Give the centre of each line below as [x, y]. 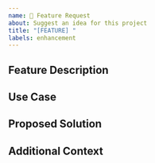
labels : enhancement [43, 38]
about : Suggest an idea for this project [78, 23]
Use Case [33, 97]
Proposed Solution [55, 124]
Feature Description [58, 70]
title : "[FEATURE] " [43, 30]
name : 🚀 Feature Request [49, 16]
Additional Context [56, 151]
